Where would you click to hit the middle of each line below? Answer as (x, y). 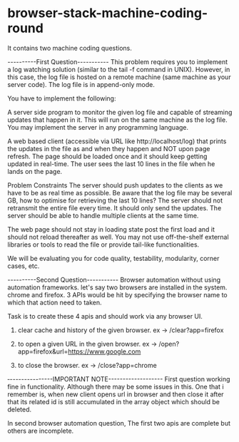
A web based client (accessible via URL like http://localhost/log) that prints (117, 141)
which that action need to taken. (55, 302)
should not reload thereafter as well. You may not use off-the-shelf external (118, 237)
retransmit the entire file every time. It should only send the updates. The (115, 207)
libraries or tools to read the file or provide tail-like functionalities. (103, 245)
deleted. (20, 409)
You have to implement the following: (62, 98)
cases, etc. (24, 266)
